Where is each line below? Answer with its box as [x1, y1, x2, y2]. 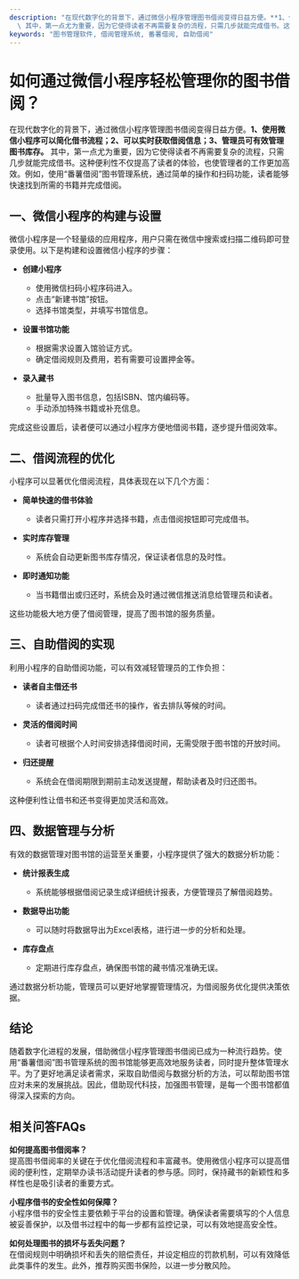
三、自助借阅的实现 [9, 637, 115, 652]
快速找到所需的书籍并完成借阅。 [9, 180, 126, 191]
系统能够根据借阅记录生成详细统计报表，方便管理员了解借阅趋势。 [35, 886, 278, 897]
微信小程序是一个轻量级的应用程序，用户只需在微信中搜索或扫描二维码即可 [9, 233, 282, 245]
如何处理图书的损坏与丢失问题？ [9, 1238, 126, 1249]
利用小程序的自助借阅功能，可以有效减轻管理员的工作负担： [9, 662, 228, 672]
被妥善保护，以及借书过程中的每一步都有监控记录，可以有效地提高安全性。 [9, 1219, 282, 1230]
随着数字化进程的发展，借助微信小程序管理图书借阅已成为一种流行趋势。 [9, 1046, 274, 1056]
